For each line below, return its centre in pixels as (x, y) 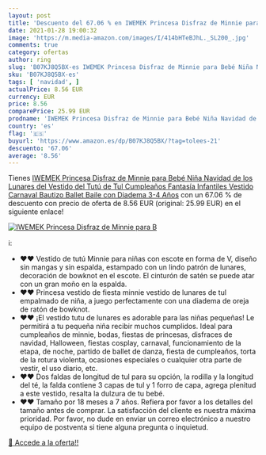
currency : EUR (32, 97)
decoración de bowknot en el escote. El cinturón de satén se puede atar (137, 276)
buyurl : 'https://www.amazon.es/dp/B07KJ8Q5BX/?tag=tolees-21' (115, 141)
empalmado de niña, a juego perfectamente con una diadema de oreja (134, 301)
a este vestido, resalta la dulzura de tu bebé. (92, 394)
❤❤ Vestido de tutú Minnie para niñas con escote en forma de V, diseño (138, 259)
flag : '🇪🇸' (28, 133)
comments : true (33, 45)
